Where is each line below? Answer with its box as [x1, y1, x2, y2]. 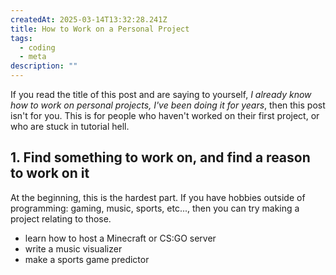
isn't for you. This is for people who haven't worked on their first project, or [10, 110, 320, 121]
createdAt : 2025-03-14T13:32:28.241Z [10, 14, 168, 25]
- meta [19, 52, 47, 62]
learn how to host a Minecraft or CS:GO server [24, 232, 217, 244]
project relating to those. [10, 212, 112, 225]
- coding [19, 42, 56, 53]
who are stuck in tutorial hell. [10, 121, 130, 132]
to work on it [10, 165, 90, 182]
